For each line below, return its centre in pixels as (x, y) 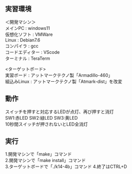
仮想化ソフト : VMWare (29, 34)
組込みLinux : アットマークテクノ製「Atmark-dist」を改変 (64, 81)
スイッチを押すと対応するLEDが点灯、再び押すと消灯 (60, 112)
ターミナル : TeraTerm (28, 58)
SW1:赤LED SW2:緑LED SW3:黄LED (42, 118)
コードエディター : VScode (32, 52)
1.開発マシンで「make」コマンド (39, 154)
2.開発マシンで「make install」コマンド (46, 161)
